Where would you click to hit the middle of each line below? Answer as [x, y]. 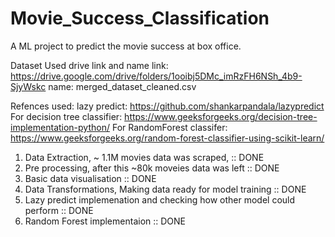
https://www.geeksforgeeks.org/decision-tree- [221, 116]
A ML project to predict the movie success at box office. [126, 46]
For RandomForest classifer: [169, 127]
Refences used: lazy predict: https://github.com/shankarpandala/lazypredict [167, 106]
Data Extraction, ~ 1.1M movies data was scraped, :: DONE [144, 157]
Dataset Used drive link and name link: [89, 65]
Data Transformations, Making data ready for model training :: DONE [165, 189]
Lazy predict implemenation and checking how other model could [160, 199]
